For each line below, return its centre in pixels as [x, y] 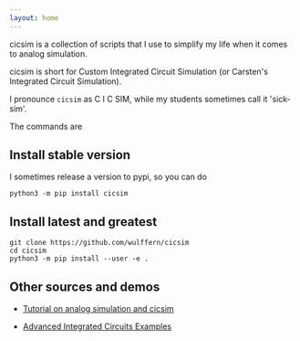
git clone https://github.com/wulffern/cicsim [99, 243]
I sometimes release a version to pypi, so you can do [109, 177]
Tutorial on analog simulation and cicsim [98, 309]
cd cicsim [28, 251]
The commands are [46, 126]
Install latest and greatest [83, 222]
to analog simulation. [49, 53]
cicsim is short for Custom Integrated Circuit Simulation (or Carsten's [139, 71]
